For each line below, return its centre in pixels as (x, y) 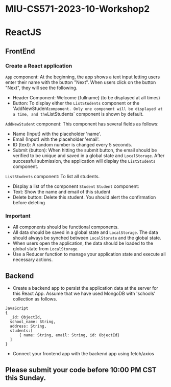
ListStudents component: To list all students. (53, 177)
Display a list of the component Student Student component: (76, 186)
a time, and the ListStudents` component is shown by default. (78, 114)
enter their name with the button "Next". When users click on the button (81, 82)
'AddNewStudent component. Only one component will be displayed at (88, 109)
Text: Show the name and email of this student (62, 192)
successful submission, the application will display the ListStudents (84, 161)
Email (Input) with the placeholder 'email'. (56, 139)
